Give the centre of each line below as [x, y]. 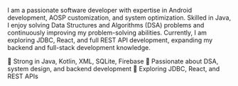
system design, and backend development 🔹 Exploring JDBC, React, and [114, 69]
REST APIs [23, 76]
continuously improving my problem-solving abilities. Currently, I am [107, 32]
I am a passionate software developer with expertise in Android [100, 10]
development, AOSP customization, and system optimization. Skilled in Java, [119, 18]
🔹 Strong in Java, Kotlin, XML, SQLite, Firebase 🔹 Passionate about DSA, [113, 61]
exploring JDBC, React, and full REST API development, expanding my [110, 40]
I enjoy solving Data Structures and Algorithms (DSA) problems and [106, 25]
